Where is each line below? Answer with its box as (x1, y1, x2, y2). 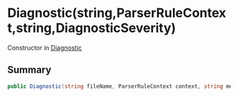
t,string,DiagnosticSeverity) (7, 20, 176, 36)
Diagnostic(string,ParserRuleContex (7, 5, 227, 21)
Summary (7, 64, 52, 76)
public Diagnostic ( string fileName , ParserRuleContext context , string (7, 83, 223, 90)
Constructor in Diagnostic (7, 43, 83, 52)
